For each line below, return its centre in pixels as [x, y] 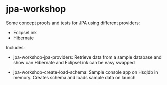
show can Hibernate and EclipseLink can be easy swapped [74, 62]
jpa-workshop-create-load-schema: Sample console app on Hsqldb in [86, 72]
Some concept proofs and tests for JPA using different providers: [73, 23]
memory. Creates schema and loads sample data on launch [74, 77]
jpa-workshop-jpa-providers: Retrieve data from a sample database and [87, 57]
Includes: [15, 47]
